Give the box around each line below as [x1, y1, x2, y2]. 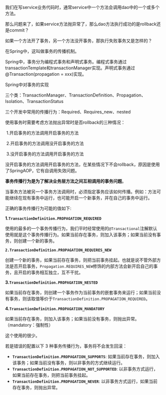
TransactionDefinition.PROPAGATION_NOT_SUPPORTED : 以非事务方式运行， [12, 366, 158, 372]
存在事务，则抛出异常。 [12, 385, 60, 390]
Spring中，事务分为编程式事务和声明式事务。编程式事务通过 [5, 59, 127, 64]
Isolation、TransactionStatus [5, 99, 64, 104]
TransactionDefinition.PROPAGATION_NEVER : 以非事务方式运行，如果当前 [12, 378, 158, 384]
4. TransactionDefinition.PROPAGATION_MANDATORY [5, 306, 105, 311]
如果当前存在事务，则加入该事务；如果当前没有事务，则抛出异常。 [5, 316, 139, 322]
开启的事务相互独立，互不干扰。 [18, 269, 83, 275]
